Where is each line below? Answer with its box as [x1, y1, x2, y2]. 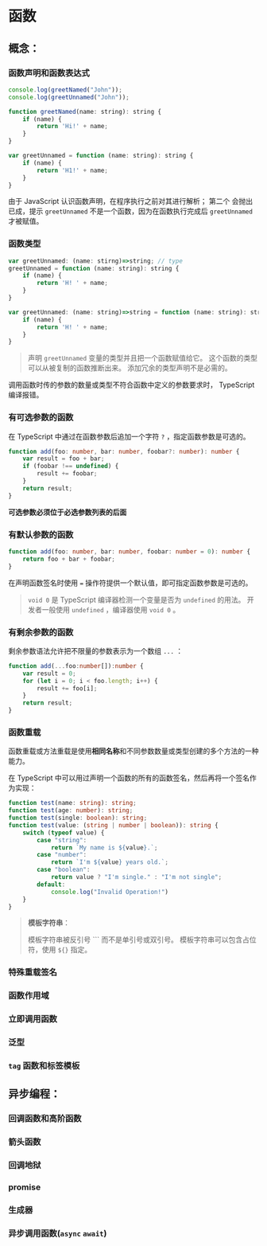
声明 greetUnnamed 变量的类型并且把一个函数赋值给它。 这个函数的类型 [27, 353, 258, 363]
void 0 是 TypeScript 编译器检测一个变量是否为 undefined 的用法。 [27, 595, 246, 604]
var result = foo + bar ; [22, 455, 105, 463]
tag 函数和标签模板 [8, 1060, 80, 1072]
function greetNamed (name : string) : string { [8, 107, 161, 115]
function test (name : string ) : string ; [8, 799, 137, 807]
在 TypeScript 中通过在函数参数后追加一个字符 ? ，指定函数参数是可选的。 [8, 432, 250, 441]
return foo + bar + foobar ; [22, 555, 115, 563]
